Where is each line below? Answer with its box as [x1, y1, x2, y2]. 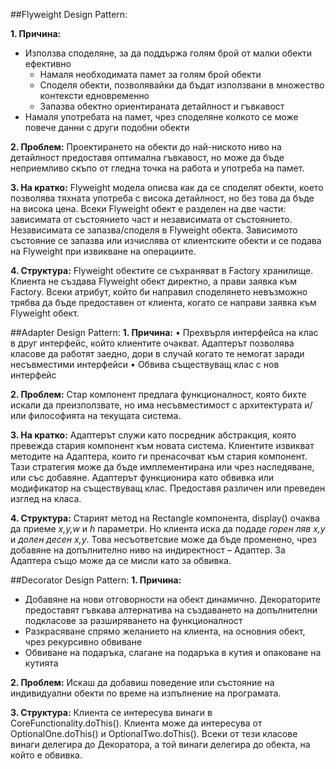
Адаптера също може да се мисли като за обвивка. [10, 555, 232, 566]
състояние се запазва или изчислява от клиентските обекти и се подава [10, 235, 322, 246]
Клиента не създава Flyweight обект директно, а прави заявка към [10, 275, 297, 287]
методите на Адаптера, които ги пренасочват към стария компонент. [10, 450, 308, 462]
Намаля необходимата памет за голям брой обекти [39, 69, 262, 80]
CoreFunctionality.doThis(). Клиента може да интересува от [10, 717, 263, 729]
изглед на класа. [10, 493, 82, 504]
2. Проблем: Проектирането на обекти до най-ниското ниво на [10, 141, 282, 153]
